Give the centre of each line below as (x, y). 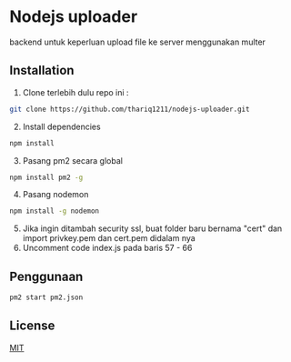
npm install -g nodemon (55, 211)
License (32, 326)
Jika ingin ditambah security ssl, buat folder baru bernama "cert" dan (152, 228)
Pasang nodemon (55, 195)
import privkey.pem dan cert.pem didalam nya (109, 238)
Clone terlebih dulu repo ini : (75, 92)
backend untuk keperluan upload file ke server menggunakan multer (138, 42)
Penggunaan (46, 276)
